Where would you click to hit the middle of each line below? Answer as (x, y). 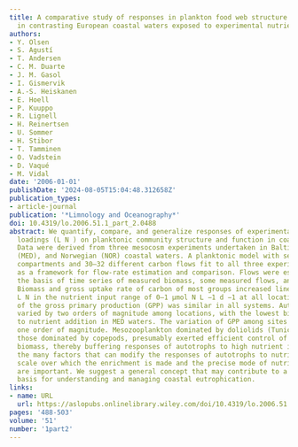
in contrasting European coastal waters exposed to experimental (141, 26)
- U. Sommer (31, 133)
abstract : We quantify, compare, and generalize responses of (126, 231)
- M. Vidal (29, 173)
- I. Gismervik (37, 83)
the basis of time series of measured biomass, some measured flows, (148, 281)
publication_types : (45, 199)
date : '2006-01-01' (45, 182)
